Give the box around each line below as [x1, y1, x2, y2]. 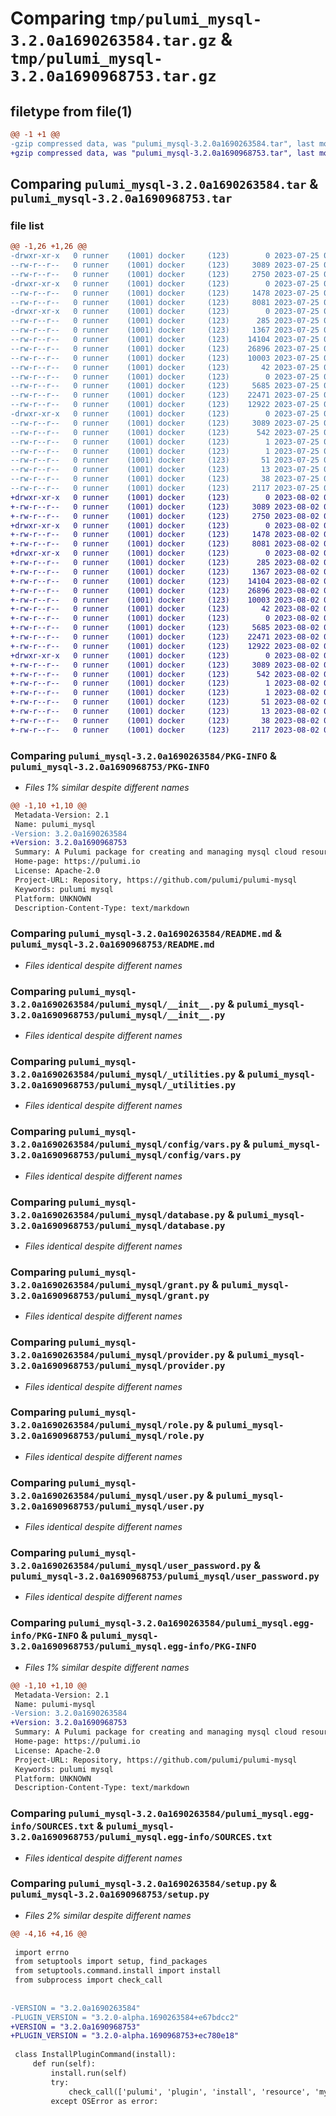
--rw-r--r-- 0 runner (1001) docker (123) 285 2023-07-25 [10, 316, 320, 326]
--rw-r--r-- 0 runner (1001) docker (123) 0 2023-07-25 [10, 372, 320, 382]
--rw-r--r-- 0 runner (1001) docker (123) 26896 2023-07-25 [10, 343, 320, 354]
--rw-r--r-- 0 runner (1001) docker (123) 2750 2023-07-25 [10, 269, 320, 279]
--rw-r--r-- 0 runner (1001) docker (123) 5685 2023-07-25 [10, 381, 320, 391]
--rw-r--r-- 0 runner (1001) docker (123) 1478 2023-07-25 [10, 288, 320, 298]
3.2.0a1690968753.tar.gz [10, 67, 217, 86]
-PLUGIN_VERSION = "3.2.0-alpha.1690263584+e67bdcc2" [10, 2012, 240, 2022]
